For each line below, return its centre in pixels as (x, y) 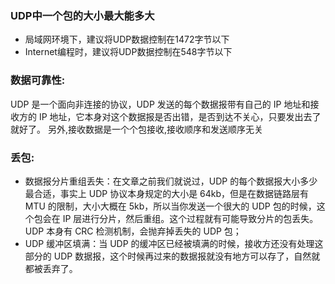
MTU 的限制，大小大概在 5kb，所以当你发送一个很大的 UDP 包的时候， (170, 206)
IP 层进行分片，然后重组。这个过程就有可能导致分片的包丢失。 (190, 218)
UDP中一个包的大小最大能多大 (82, 15)
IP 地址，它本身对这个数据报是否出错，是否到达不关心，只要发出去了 (180, 116)
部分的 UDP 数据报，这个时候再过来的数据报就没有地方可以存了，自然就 (172, 256)
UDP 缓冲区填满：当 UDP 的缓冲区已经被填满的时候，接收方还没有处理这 (174, 243)
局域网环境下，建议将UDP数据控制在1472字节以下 (127, 39)
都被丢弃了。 (51, 268)
